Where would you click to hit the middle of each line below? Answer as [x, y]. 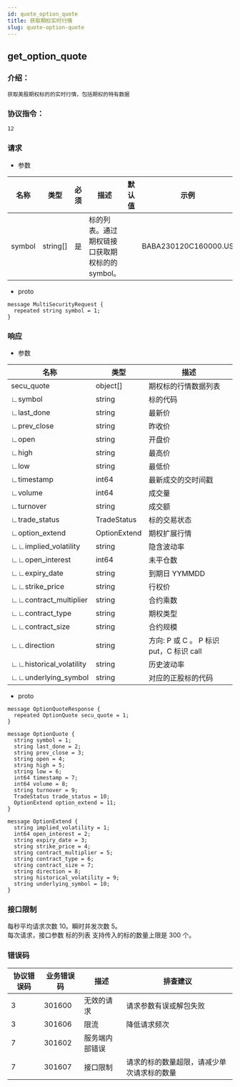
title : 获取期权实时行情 [40, 21]
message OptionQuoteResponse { [54, 709]
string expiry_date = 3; [51, 840]
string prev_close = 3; [49, 753]
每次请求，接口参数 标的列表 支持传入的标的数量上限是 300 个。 [101, 935]
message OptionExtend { [43, 821]
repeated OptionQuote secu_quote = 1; [72, 715]
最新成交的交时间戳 [181, 480]
